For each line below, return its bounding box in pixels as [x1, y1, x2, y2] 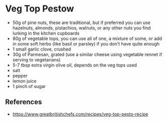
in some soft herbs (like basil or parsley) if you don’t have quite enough [12, 40, 159, 46]
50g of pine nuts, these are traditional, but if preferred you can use [12, 19, 150, 25]
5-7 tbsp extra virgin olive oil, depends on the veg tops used [12, 62, 137, 68]
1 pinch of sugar [12, 83, 46, 89]
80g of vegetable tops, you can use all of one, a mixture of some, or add [12, 35, 162, 41]
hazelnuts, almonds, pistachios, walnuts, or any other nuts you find [12, 24, 151, 30]
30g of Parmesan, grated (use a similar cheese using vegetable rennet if [12, 51, 162, 57]
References [5, 98, 42, 106]
